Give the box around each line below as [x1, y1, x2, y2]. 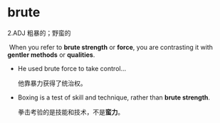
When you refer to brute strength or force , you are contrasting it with [9, 43, 214, 51]
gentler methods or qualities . [7, 50, 95, 59]
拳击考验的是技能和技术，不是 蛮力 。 [17, 107, 125, 116]
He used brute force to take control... [17, 64, 127, 73]
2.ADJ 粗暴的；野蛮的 [7, 28, 71, 37]
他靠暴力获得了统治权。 [17, 79, 87, 87]
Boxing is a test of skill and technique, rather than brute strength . [17, 93, 211, 102]
